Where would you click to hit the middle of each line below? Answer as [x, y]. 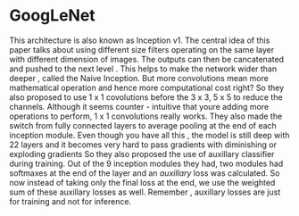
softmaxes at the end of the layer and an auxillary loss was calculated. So [145, 173]
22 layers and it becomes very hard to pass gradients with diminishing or [143, 145]
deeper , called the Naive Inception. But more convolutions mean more [139, 78]
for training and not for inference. [71, 201]
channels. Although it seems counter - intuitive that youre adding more [139, 106]
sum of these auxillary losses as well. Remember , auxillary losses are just [145, 192]
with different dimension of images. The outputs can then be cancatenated [146, 59]
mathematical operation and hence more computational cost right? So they [147, 87]
